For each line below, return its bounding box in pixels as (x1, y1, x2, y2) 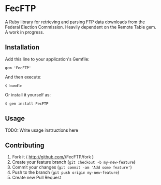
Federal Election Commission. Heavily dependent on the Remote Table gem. (5, 24, 156, 30)
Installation (5, 43, 40, 51)
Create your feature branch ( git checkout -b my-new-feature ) (12, 159, 136, 165)
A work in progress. (5, 29, 44, 35)
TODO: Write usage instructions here (5, 127, 78, 133)
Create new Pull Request (12, 175, 61, 181)
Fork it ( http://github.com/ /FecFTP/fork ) (12, 154, 94, 160)
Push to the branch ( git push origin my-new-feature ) (12, 170, 119, 175)
